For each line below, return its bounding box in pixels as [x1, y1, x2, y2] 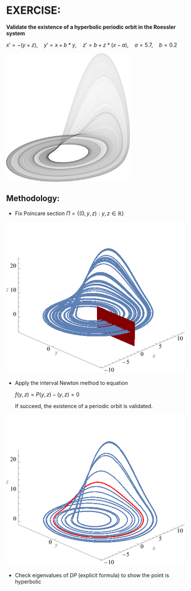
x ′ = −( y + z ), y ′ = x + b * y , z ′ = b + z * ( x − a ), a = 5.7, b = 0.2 [6, 41, 177, 48]
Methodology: [6, 194, 60, 204]
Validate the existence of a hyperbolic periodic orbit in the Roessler [6, 23, 176, 30]
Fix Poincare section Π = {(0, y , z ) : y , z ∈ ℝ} [14, 210, 124, 217]
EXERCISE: [6, 4, 61, 17]
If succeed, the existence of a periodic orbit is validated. [14, 402, 153, 409]
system [6, 29, 26, 36]
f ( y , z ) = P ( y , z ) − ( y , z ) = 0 [14, 391, 80, 398]
